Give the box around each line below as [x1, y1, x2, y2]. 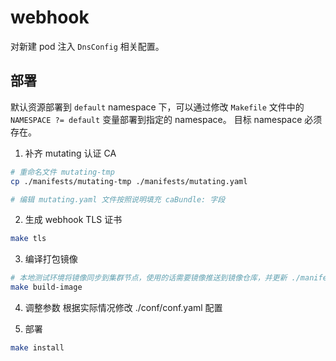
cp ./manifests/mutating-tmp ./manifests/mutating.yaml [10, 176, 248, 186]
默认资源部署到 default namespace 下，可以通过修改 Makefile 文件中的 [10, 101, 305, 113]
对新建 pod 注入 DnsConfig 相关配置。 [10, 40, 165, 52]
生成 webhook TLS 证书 [24, 214, 123, 226]
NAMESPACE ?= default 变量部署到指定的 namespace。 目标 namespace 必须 [10, 113, 323, 125]
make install [10, 343, 65, 353]
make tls [10, 234, 47, 244]
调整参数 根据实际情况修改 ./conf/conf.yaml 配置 [24, 302, 223, 313]
